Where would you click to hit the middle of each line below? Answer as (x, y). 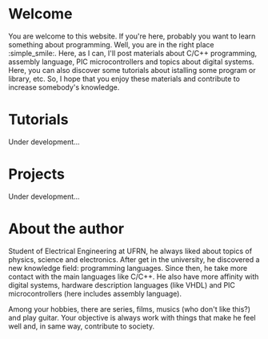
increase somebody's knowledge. (64, 87)
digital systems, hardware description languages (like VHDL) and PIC (122, 285)
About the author (66, 228)
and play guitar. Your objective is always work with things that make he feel (132, 317)
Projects (37, 174)
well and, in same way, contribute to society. (81, 326)
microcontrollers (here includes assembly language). (95, 293)
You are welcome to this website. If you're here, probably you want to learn (132, 36)
